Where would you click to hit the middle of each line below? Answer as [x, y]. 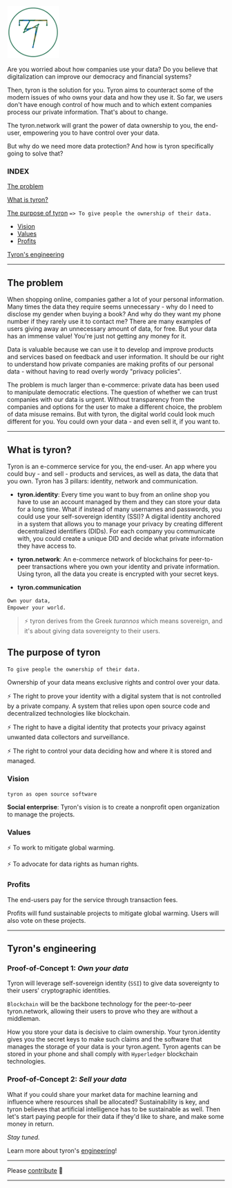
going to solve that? [35, 153]
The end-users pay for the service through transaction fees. [93, 899]
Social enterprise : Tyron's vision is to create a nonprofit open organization [113, 807]
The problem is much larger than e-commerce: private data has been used [113, 385]
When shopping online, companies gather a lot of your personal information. [116, 300]
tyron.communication [49, 587]
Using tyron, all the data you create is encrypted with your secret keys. [118, 574]
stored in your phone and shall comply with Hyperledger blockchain [103, 1054]
